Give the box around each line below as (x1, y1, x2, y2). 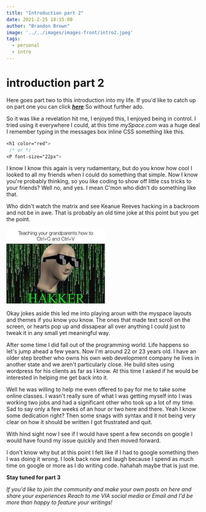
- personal (12, 42, 40, 49)
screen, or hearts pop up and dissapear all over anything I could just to (6, 323, 186, 330)
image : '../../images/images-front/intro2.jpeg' (6, 30, 133, 36)
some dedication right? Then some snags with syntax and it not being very (6, 412, 196, 419)
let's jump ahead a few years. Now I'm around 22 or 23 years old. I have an (6, 348, 197, 355)
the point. (6, 216, 31, 223)
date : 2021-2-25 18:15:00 (6, 16, 73, 23)
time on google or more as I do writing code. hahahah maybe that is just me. (6, 462, 199, 470)
